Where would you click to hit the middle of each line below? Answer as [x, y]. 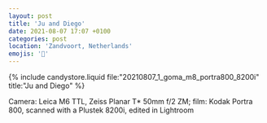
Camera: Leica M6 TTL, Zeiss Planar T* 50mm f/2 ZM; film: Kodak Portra [131, 101]
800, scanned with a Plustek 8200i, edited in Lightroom [101, 110]
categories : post [38, 39]
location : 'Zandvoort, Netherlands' [70, 46]
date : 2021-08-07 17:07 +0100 [60, 31]
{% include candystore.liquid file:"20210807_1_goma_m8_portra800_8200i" [134, 77]
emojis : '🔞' [28, 54]
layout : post [31, 16]
